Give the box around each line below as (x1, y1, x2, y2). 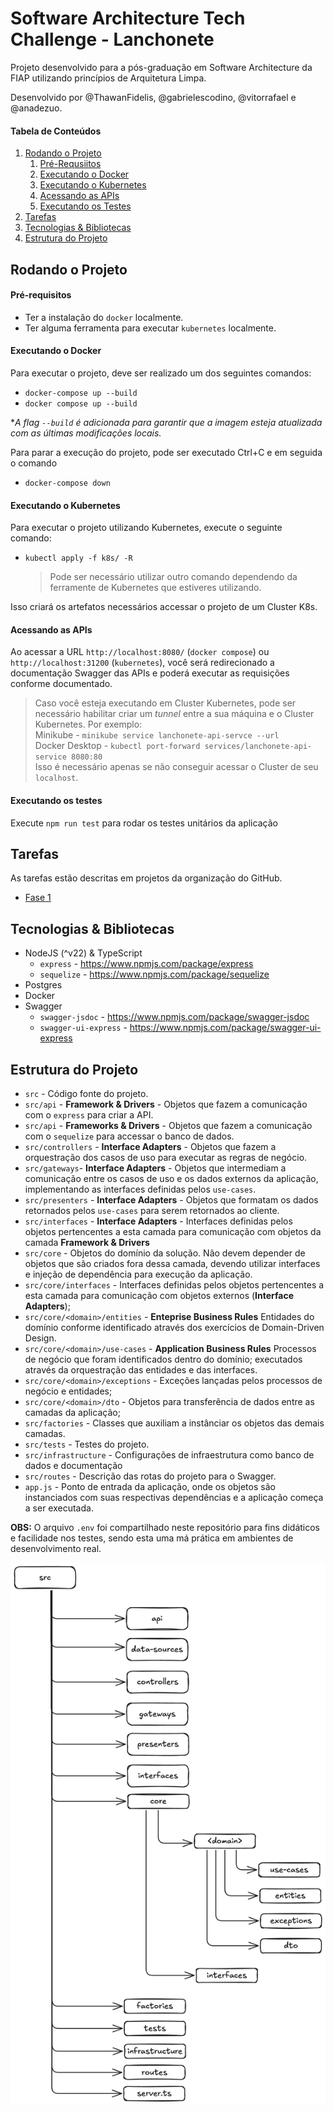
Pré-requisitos (10, 289, 72, 301)
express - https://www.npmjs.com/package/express (39, 958, 254, 970)
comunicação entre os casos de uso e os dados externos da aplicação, (24, 1172, 319, 1184)
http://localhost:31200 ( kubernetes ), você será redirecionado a (10, 657, 275, 669)
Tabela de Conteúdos (10, 125, 102, 137)
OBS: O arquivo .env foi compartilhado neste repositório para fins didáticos (10, 1521, 320, 1533)
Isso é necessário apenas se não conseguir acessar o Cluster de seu (34, 761, 319, 773)
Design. (24, 1332, 57, 1344)
